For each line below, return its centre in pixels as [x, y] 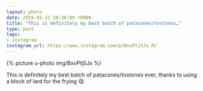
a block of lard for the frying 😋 [45, 81]
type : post [20, 29]
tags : [13, 35]
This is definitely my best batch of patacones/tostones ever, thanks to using [102, 75]
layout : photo [24, 12]
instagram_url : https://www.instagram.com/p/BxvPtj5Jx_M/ [82, 46]
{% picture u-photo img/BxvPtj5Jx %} [54, 63]
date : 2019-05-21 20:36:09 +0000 [49, 18]
